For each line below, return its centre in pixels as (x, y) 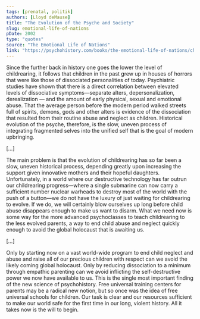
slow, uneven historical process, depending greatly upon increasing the (94, 166)
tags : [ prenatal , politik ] (40, 12)
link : (13, 51)
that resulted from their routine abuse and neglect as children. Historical (94, 118)
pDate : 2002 (21, 34)
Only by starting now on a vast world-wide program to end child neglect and (100, 252)
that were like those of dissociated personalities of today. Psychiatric (90, 80)
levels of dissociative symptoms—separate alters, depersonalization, (90, 92)
